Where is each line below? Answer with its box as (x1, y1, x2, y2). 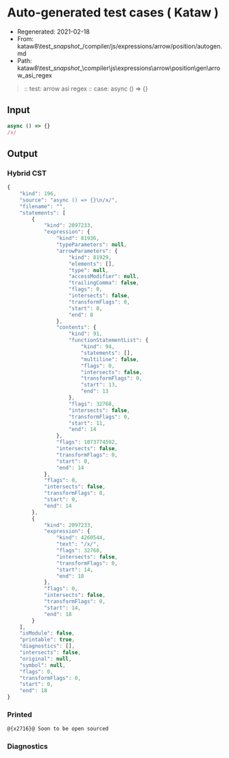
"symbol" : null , (19, 661, 67, 669)
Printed (7, 709, 32, 719)
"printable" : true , (19, 636, 75, 644)
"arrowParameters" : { (56, 247, 118, 254)
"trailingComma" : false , (68, 280, 139, 286)
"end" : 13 (80, 388, 109, 395)
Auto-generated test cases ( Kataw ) (7, 5, 219, 21)
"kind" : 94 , (80, 343, 115, 350)
